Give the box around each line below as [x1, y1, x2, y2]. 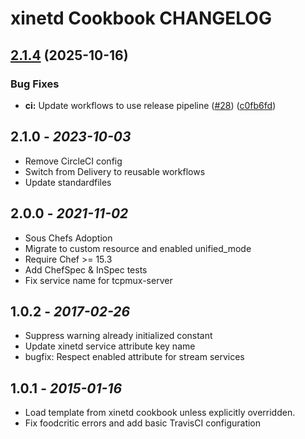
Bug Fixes [10, 77, 60, 91]
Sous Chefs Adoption [24, 232, 113, 244]
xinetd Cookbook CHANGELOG [10, 7, 272, 30]
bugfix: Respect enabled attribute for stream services [24, 351, 245, 363]
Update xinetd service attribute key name [24, 340, 196, 352]
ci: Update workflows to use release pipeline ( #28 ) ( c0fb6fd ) [24, 99, 277, 111]
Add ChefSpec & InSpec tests [24, 263, 148, 276]
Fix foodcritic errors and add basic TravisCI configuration [24, 417, 262, 429]
